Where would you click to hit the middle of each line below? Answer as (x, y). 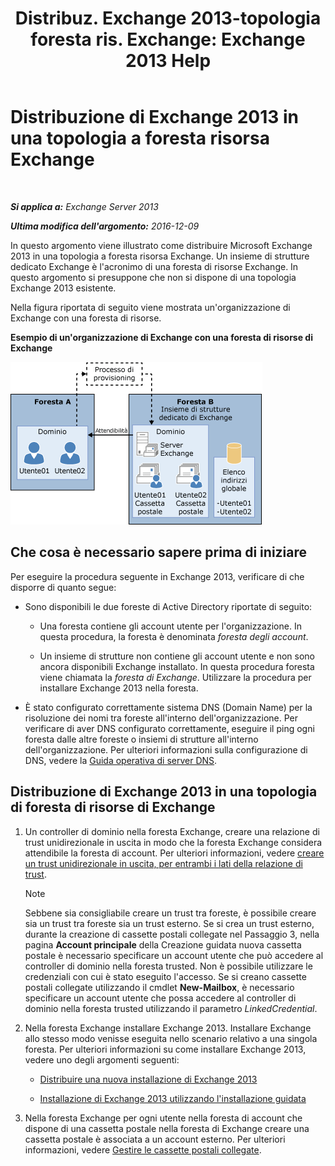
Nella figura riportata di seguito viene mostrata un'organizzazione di (150, 307)
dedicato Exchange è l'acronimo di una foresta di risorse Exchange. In (154, 266)
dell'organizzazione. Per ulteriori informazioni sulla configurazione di (166, 749)
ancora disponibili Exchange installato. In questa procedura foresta (177, 666)
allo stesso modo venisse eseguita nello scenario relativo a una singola (171, 1038)
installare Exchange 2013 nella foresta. (119, 688)
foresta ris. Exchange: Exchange (168, 39)
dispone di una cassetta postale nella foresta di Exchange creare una (167, 1128)
